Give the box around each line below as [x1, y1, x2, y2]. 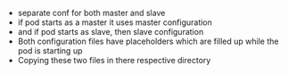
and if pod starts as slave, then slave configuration [17, 27, 204, 37]
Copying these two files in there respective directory [17, 55, 211, 65]
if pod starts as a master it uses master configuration [17, 17, 212, 28]
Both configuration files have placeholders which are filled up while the [17, 36, 279, 46]
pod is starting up [17, 45, 83, 56]
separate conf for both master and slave [17, 8, 166, 18]
